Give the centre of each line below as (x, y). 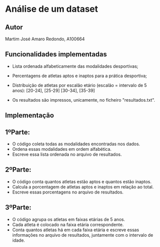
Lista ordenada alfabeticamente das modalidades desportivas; (75, 66)
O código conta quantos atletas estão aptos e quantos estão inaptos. (82, 181)
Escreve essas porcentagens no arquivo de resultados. (68, 192)
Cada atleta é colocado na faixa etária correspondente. (68, 224)
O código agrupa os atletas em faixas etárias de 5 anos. (68, 219)
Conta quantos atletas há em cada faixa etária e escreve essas (76, 230)
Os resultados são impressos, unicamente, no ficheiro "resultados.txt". (84, 100)
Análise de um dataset (52, 9)
